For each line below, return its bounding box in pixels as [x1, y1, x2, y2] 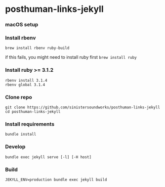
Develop [5, 143, 26, 150]
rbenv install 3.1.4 [5, 78, 48, 83]
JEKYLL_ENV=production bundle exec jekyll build [5, 177, 107, 182]
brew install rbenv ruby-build [5, 46, 70, 50]
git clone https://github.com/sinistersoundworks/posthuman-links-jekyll [5, 105, 161, 110]
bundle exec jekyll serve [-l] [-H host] [5, 154, 92, 159]
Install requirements [5, 120, 55, 127]
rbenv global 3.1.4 [5, 82, 45, 87]
